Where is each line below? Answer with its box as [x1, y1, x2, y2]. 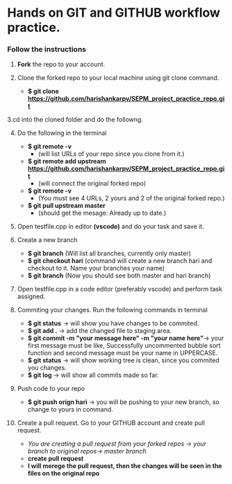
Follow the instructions [7, 45, 87, 54]
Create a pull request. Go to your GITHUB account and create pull [17, 419, 205, 427]
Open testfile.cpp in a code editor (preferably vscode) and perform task [17, 285, 222, 293]
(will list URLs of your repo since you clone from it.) [38, 150, 185, 158]
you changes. [27, 364, 67, 372]
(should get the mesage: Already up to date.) [38, 209, 167, 217]
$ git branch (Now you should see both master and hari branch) [27, 271, 211, 280]
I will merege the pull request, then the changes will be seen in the [27, 462, 222, 470]
